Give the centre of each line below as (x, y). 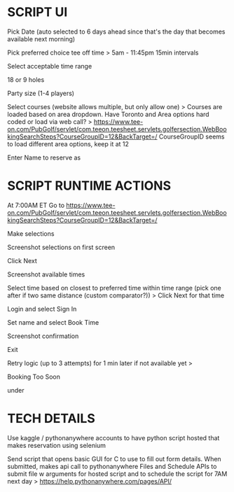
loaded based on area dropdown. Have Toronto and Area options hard (108, 114)
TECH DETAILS (51, 419)
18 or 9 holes (26, 79)
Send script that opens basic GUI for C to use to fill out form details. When (115, 458)
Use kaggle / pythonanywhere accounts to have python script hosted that (113, 437)
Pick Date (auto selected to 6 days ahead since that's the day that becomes (116, 31)
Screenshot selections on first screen (61, 247)
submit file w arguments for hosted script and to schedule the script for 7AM (117, 474)
